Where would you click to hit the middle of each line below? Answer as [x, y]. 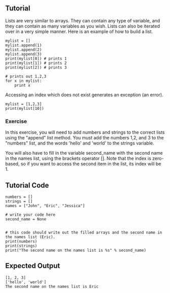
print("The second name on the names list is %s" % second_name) [76, 250]
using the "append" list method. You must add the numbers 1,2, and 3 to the [84, 138]
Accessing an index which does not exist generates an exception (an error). [84, 95]
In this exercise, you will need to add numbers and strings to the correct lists [85, 132]
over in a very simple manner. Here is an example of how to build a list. [79, 31]
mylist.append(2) [24, 50]
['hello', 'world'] [26, 282]
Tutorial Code [27, 185]
